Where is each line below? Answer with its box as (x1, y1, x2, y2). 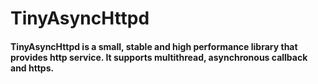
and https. (10, 62, 55, 74)
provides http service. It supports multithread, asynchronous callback (10, 51, 308, 63)
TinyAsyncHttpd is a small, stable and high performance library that (10, 40, 298, 52)
